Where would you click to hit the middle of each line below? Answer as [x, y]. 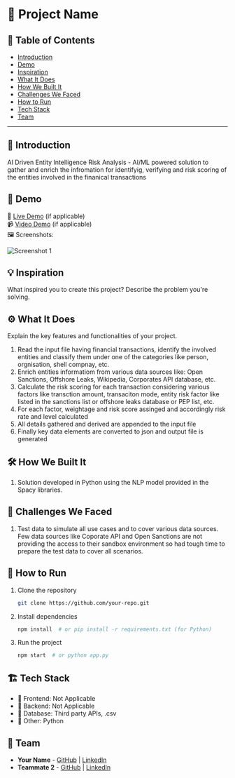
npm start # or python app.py [63, 655]
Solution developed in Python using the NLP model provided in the [113, 483]
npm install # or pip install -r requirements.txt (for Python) [114, 629]
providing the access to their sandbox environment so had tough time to [121, 544]
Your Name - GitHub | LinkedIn [62, 760]
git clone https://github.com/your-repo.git [83, 603]
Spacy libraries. [40, 490]
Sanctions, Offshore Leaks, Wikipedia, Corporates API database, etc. [116, 380]
